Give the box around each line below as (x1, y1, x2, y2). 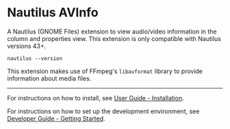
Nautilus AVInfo (7, 5, 99, 20)
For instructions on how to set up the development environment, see (7, 107, 200, 115)
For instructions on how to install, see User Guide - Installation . (7, 94, 185, 102)
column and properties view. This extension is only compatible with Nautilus (7, 34, 221, 42)
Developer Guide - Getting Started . (7, 114, 105, 122)
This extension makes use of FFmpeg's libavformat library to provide (7, 67, 203, 75)
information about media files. (7, 74, 92, 83)
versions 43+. (7, 42, 47, 50)
